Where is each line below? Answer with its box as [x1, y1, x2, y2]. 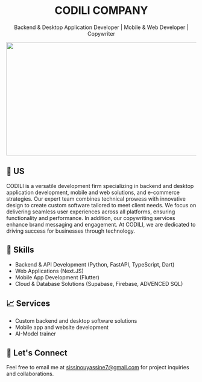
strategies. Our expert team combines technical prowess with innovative [6, 195, 186, 202]
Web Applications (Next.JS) [14, 267, 84, 274]
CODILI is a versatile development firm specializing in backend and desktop [6, 182, 194, 189]
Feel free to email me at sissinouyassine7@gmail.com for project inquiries [6, 364, 189, 371]
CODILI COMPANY [54, 4, 148, 18]
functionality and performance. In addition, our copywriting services [6, 214, 175, 221]
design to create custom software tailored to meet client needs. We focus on [6, 201, 197, 209]
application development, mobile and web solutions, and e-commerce [6, 189, 180, 196]
